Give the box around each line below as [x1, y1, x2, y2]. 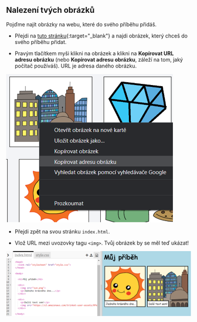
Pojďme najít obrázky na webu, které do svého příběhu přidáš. [6, 21, 157, 28]
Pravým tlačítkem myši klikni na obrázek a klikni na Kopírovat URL [14, 50, 174, 57]
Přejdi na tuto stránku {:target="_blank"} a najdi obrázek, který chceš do [14, 32, 188, 39]
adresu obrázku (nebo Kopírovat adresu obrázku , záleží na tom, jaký [14, 56, 184, 63]
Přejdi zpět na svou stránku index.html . [14, 228, 110, 235]
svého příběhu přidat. [14, 38, 67, 45]
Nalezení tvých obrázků [6, 5, 95, 15]
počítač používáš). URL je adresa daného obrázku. [14, 62, 137, 69]
